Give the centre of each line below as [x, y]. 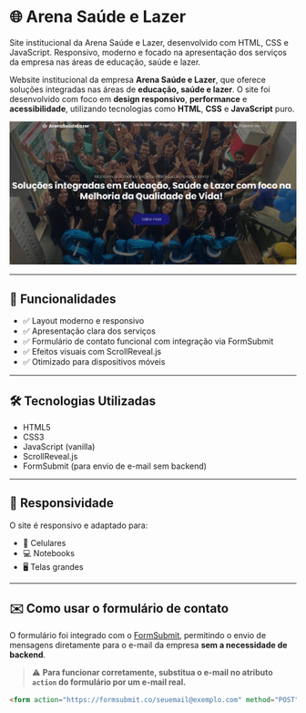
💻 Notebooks [49, 553]
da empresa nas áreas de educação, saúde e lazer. [105, 62]
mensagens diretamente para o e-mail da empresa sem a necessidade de [148, 645]
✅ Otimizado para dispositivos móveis [94, 362]
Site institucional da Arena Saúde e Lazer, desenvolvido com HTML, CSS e [149, 42]
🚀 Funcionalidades [63, 299]
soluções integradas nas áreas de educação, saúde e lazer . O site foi [140, 89]
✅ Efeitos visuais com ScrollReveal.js [92, 352]
